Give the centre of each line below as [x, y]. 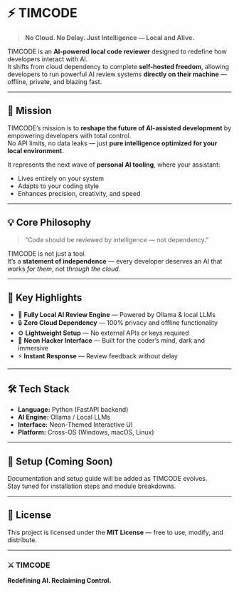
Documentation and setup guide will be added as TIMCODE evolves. [107, 478]
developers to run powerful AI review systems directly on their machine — [117, 74]
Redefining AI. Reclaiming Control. [59, 581]
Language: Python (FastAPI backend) [73, 410]
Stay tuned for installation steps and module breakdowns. [92, 486]
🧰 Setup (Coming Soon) [60, 461]
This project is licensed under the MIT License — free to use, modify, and [116, 532]
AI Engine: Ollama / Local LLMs [64, 417]
